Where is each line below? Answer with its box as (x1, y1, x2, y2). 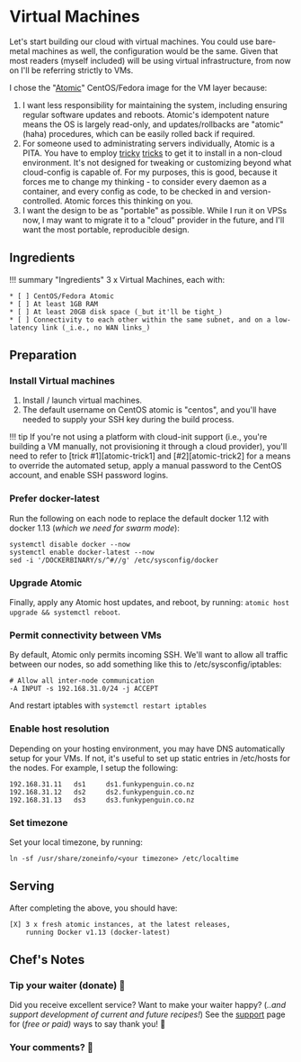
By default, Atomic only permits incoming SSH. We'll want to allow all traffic (9, 649, 288, 660)
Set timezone (9, 816, 69, 829)
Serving (9, 878, 55, 894)
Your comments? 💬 (9, 1041, 94, 1054)
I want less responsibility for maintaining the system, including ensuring (22, 99, 288, 110)
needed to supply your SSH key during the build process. (22, 414, 235, 425)
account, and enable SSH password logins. (9, 470, 169, 481)
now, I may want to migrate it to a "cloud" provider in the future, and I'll (22, 214, 285, 225)
